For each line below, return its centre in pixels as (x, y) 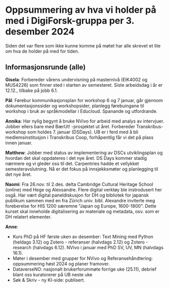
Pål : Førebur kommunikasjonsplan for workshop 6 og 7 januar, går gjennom (84, 100)
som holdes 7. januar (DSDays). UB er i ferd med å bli (83, 132)
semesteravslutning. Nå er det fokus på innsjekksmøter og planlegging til (82, 169)
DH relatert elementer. (29, 217)
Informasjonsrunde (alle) (46, 67)
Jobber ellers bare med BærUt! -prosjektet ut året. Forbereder (70, 126)
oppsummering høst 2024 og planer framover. (61, 263)
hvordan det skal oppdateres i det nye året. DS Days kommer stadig (76, 158)
